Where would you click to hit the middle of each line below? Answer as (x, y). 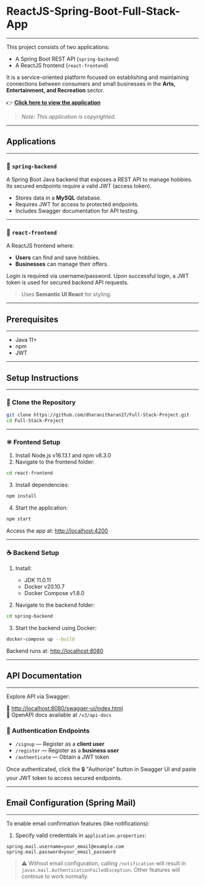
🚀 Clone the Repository (41, 402)
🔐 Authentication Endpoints (48, 730)
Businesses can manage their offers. (62, 264)
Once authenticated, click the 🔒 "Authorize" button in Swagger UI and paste (101, 769)
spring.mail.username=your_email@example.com (65, 846)
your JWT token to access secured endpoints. (64, 778)
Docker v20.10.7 (45, 587)
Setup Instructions (42, 378)
